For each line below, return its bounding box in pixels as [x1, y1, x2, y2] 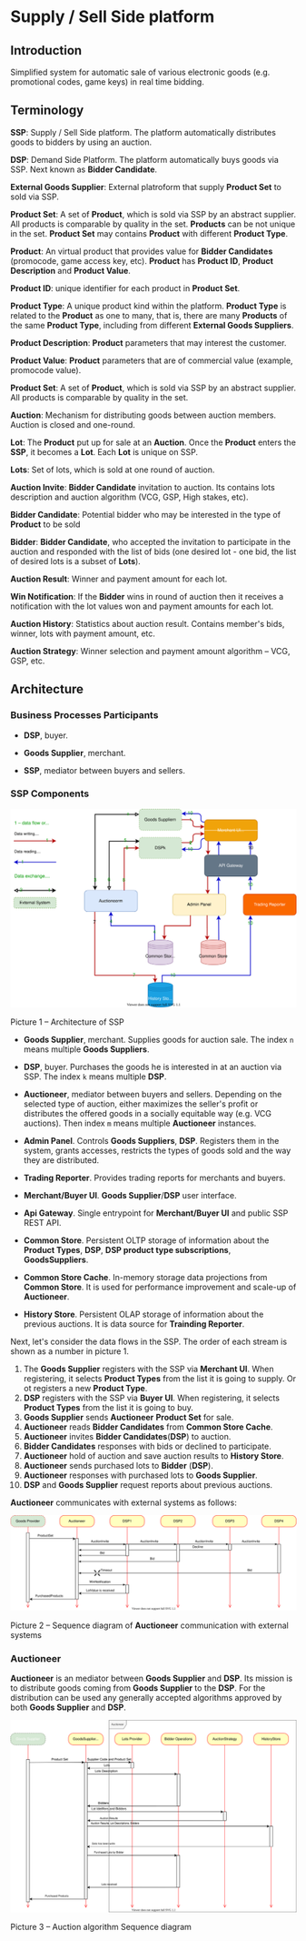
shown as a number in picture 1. [10, 1345, 130, 1357]
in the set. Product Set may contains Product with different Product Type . [10, 227, 289, 238]
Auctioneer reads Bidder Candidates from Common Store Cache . [23, 1421, 273, 1432]
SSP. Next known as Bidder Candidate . [10, 164, 158, 175]
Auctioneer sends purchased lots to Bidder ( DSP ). [23, 1460, 214, 1471]
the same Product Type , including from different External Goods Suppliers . [10, 319, 294, 330]
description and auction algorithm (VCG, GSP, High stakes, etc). [10, 491, 249, 502]
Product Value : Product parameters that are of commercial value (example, [10, 355, 293, 366]
